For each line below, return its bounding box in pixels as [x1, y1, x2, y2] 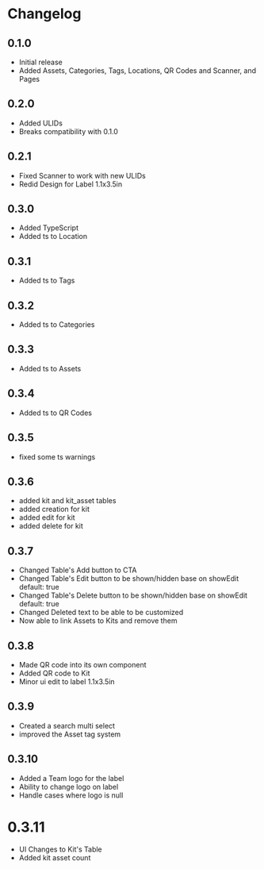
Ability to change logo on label [18, 782, 119, 791]
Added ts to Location [18, 232, 88, 241]
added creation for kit [18, 505, 90, 514]
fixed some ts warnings [18, 452, 96, 461]
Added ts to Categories [18, 320, 95, 329]
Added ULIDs [18, 118, 63, 128]
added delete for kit [18, 521, 84, 531]
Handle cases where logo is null [18, 790, 124, 800]
